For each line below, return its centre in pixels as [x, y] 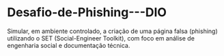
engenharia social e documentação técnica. [69, 45]
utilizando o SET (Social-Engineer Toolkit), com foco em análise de [101, 38]
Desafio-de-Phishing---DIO [87, 12]
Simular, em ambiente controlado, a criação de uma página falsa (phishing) [113, 31]
